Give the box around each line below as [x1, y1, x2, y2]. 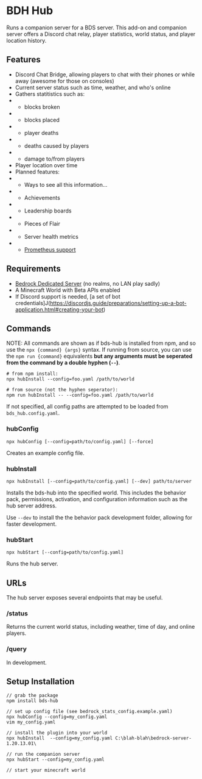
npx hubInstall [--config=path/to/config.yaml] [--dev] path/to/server [6, 478, 192, 484]
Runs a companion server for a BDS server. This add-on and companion [6, 24, 187, 31]
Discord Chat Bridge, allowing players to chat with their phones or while [15, 71, 195, 78]
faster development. [6, 520, 57, 527]
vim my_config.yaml [6, 719, 56, 725]
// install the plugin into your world [6, 730, 108, 736]
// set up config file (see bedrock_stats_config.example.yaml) [6, 709, 173, 715]
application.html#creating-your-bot [15, 306, 104, 313]
